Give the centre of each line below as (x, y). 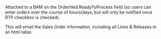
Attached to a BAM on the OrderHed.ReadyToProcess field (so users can (78, 7)
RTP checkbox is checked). (32, 17)
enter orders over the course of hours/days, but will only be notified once (79, 12)
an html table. (19, 32)
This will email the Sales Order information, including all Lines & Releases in (81, 27)
